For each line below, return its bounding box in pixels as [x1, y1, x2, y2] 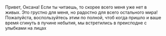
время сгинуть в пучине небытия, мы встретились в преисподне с [5, 20, 147, 26]
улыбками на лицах [5, 25, 47, 31]
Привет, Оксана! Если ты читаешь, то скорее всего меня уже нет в [5, 4, 147, 10]
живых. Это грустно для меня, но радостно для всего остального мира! [5, 9, 158, 15]
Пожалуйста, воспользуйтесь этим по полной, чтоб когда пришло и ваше [5, 15, 162, 20]
